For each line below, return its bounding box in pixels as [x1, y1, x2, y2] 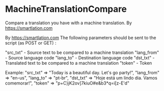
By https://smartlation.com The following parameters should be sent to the [5, 35, 157, 41]
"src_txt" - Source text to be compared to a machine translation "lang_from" [5, 49, 159, 55]
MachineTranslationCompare [5, 3, 127, 15]
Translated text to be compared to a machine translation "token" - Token [5, 60, 152, 66]
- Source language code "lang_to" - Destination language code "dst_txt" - [5, 54, 155, 60]
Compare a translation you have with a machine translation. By [5, 20, 132, 26]
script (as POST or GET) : [5, 40, 57, 45]
